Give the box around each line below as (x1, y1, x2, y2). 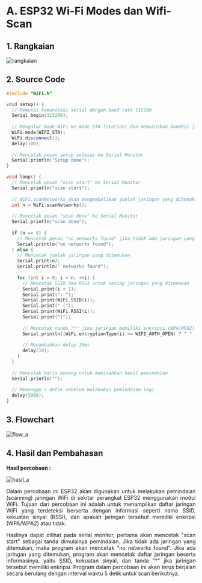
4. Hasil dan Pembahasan (6, 448, 103, 459)
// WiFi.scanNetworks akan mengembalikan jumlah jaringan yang (11, 196, 173, 203)
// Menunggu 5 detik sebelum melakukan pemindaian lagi (11, 387, 155, 393)
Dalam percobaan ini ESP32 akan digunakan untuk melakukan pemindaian (6, 487, 196, 495)
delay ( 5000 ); (11, 392, 44, 399)
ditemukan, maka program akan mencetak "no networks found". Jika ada (6, 544, 196, 551)
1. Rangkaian (6, 41, 55, 51)
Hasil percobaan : (6, 464, 51, 471)
